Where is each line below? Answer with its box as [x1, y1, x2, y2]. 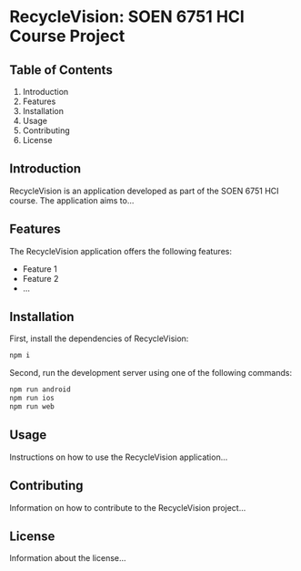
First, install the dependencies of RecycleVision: [9, 333, 189, 344]
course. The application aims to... [9, 194, 135, 206]
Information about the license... [9, 553, 126, 564]
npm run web [9, 402, 55, 411]
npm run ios [9, 394, 55, 403]
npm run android [9, 385, 71, 394]
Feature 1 [22, 263, 57, 275]
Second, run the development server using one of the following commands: [9, 368, 293, 379]
